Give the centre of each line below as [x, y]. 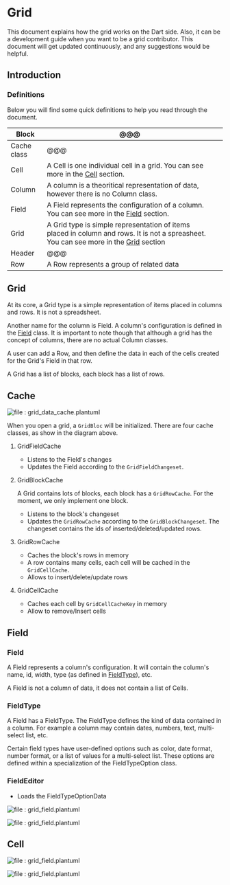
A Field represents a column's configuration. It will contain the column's [108, 667]
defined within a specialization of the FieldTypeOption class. [92, 763]
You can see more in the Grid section [106, 242]
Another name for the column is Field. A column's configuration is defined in [115, 326]
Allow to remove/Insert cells [66, 611]
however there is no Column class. [102, 194]
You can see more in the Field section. [108, 213]
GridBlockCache [40, 480]
